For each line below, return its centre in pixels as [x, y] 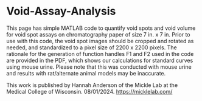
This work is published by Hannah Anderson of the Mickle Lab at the [92, 85]
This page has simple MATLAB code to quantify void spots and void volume [101, 28]
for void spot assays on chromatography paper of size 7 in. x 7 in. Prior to [98, 34]
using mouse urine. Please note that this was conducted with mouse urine [99, 67]
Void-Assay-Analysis [61, 11]
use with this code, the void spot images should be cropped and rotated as [100, 41]
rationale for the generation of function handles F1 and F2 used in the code [100, 54]
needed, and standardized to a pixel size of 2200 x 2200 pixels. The [92, 47]
